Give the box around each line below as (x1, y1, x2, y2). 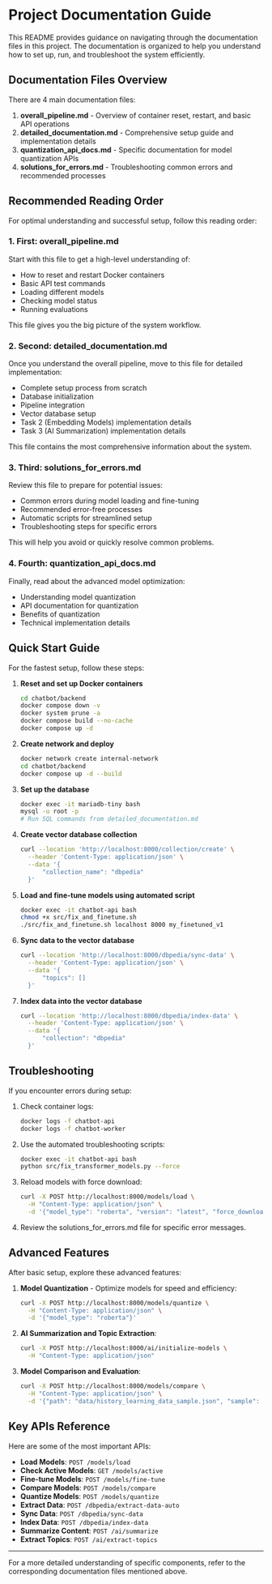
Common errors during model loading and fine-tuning (19, 496, 200, 506)
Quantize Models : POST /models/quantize (19, 1491, 159, 1501)
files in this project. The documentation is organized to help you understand (8, 41, 261, 50)
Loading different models (19, 287, 104, 297)
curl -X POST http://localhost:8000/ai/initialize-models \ (19, 1344, 227, 1352)
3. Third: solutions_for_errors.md (8, 462, 142, 473)
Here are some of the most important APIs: (8, 1441, 151, 1451)
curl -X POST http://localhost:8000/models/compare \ (19, 1382, 206, 1390)
